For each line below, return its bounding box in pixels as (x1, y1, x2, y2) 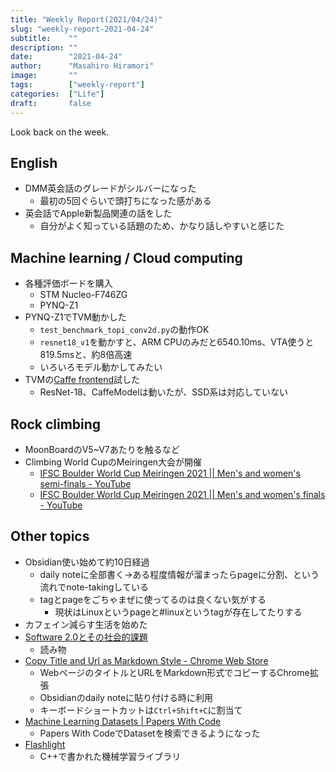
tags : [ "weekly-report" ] (10, 80, 145, 90)
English (10, 154, 58, 171)
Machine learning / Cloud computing (10, 249, 243, 266)
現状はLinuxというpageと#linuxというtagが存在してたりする (54, 606, 303, 618)
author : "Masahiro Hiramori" (10, 61, 155, 71)
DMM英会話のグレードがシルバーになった (24, 182, 197, 195)
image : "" (10, 71, 78, 81)
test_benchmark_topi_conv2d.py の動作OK (39, 324, 210, 336)
